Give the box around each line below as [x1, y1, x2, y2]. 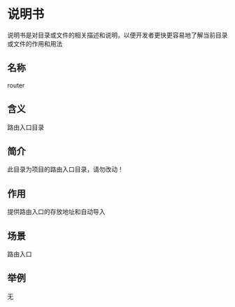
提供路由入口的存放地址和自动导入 [7, 208, 106, 216]
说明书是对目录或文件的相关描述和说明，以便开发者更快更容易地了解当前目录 [7, 31, 228, 39]
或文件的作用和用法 [7, 39, 63, 48]
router [7, 81, 25, 90]
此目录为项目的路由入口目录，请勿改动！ [7, 165, 124, 173]
